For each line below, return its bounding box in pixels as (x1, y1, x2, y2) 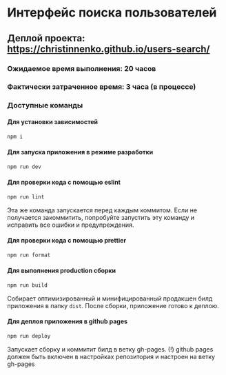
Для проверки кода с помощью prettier (7, 236, 126, 245)
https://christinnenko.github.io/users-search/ (7, 43, 210, 54)
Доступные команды (7, 101, 83, 110)
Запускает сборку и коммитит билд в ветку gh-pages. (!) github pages (7, 345, 214, 353)
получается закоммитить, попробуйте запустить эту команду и (7, 213, 195, 221)
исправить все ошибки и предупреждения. (7, 221, 134, 229)
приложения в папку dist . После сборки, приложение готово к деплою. (7, 301, 219, 310)
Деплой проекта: (7, 32, 85, 44)
